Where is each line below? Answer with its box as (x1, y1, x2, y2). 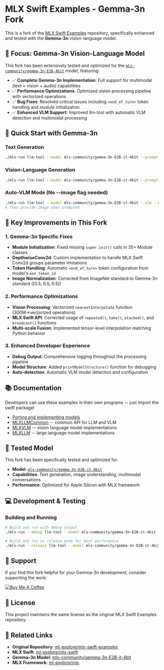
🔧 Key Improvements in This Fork (5, 218, 107, 226)
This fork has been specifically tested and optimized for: (5, 457, 119, 463)
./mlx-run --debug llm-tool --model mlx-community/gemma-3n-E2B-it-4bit (5, 530, 156, 535)
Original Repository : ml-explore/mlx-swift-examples (12, 644, 118, 650)
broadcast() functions (12, 320, 57, 325)
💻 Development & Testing (5, 496, 86, 505)
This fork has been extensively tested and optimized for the (5, 62, 125, 68)
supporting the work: (5, 575, 47, 581)
